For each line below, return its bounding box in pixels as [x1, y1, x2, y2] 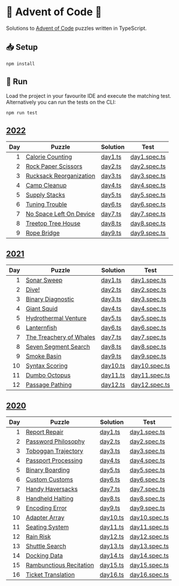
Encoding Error [26, 504, 67, 512]
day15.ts [100, 561, 124, 569]
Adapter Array [26, 513, 65, 522]
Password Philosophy [26, 437, 85, 446]
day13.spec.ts [129, 542, 169, 550]
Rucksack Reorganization [26, 172, 96, 180]
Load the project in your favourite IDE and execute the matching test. [6, 92, 171, 99]
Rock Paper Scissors [26, 162, 83, 170]
